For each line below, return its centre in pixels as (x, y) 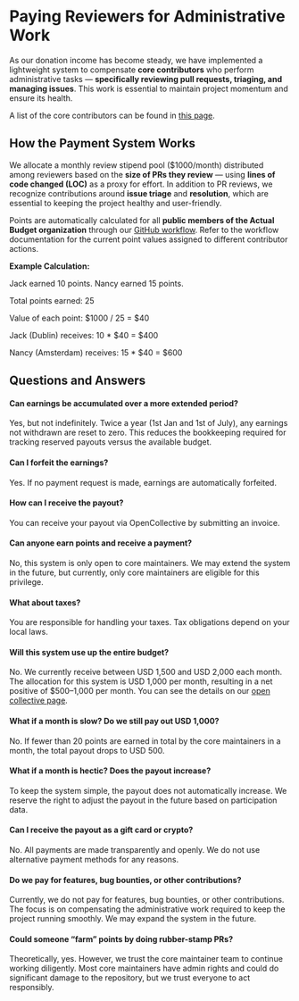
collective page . (39, 701)
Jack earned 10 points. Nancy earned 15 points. (97, 283)
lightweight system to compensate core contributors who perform (132, 70)
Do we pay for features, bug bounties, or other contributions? (125, 880)
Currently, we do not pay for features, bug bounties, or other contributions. (147, 900)
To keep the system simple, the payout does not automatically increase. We (148, 790)
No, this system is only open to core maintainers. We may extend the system (150, 563)
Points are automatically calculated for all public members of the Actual (142, 220)
